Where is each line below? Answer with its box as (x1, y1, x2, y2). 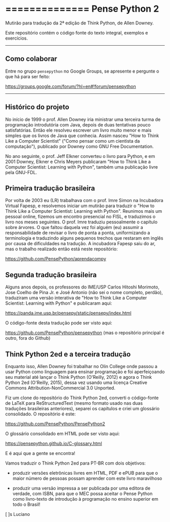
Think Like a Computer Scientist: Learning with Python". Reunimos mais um (5, 208, 162, 214)
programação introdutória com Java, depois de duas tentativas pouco (5, 121, 151, 127)
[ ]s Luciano (5, 511, 30, 517)
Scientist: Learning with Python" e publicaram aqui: (5, 300, 112, 306)
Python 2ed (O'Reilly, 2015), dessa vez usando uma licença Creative (5, 379, 148, 385)
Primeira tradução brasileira (5, 184, 95, 192)
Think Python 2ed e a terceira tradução (5, 350, 131, 358)
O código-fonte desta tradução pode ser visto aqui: (5, 320, 112, 326)
